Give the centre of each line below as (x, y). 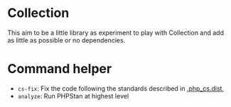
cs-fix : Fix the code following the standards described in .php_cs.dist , (121, 88)
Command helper (60, 69)
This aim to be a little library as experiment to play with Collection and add (116, 33)
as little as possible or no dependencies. (66, 40)
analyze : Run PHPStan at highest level (73, 96)
